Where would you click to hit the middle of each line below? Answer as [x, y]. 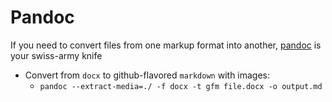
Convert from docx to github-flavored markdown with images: [147, 75]
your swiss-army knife [56, 55]
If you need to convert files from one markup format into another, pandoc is [166, 45]
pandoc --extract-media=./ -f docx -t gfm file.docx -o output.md [181, 86]
